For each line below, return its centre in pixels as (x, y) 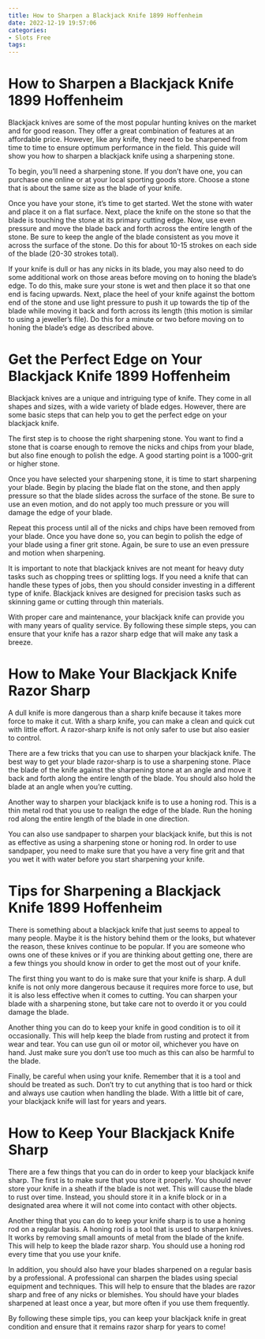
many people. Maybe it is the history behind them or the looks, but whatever (132, 938)
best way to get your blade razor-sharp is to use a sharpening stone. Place (129, 761)
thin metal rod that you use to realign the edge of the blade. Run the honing (130, 810)
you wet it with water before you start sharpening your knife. (106, 859)
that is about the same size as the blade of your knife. (95, 188)
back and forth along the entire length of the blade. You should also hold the (132, 778)
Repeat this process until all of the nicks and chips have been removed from (131, 528)
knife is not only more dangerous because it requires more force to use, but (131, 986)
